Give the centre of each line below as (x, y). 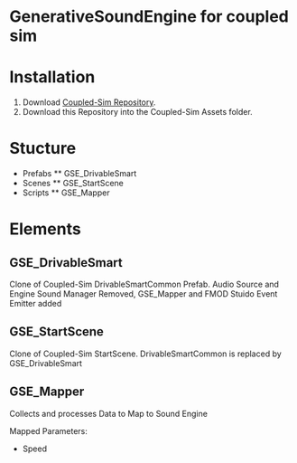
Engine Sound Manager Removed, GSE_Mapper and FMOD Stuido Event (144, 294)
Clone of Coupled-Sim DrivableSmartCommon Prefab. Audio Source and (144, 284)
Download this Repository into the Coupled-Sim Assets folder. (137, 112)
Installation (52, 77)
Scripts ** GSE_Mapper (66, 193)
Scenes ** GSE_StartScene (73, 184)
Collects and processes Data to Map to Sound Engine (108, 413)
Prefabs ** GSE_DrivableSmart (79, 174)
